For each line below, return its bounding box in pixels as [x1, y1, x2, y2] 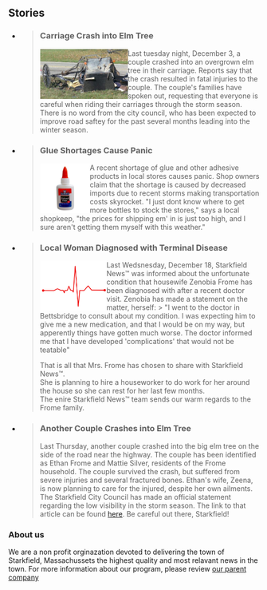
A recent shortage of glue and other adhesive [89, 163, 239, 172]
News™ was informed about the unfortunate [106, 269, 249, 279]
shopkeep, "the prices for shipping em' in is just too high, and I [39, 213, 246, 223]
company [8, 572, 40, 582]
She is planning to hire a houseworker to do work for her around [39, 378, 250, 387]
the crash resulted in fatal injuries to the [127, 73, 258, 83]
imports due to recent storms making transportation [89, 188, 260, 198]
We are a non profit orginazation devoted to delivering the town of [8, 547, 225, 556]
